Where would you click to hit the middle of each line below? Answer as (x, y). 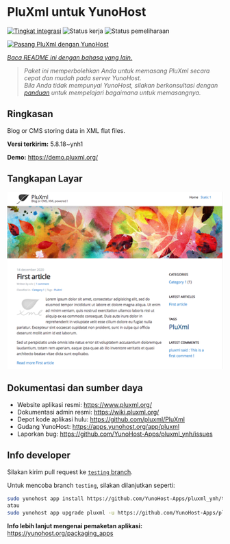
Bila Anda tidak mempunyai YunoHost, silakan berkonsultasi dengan (121, 85)
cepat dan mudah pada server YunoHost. (82, 78)
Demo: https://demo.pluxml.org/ (53, 157)
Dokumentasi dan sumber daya (75, 388)
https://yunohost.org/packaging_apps (60, 533)
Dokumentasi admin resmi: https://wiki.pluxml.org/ (88, 412)
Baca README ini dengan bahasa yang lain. (70, 57)
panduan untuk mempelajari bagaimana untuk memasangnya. (112, 92)
